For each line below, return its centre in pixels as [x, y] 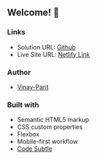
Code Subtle [34, 149]
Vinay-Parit [33, 87]
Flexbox [28, 134]
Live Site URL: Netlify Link [53, 54]
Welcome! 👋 [33, 13]
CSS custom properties [50, 127]
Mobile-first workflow [47, 142]
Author [19, 72]
